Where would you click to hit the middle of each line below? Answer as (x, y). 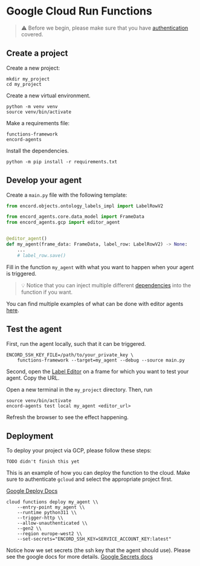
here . (13, 310)
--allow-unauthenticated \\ (52, 523)
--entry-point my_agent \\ (51, 507)
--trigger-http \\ (40, 518)
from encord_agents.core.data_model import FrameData (76, 217)
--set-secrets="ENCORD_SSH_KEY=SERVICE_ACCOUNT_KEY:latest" (94, 539)
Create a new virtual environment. (48, 96)
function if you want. (47, 292)
